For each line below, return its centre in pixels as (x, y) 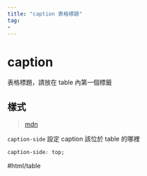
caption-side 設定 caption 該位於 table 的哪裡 (73, 139)
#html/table (24, 166)
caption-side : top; (36, 153)
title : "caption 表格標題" (45, 14)
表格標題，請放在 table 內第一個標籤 (60, 83)
